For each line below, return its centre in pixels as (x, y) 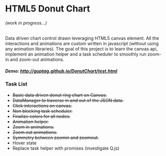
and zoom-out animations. (37, 59)
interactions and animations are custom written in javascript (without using (82, 43)
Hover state (24, 142)
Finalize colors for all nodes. (41, 116)
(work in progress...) (26, 22)
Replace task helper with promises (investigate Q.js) (66, 148)
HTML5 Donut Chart (48, 9)
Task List (16, 84)
